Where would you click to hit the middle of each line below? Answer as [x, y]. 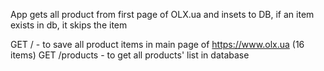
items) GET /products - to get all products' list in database [130, 55]
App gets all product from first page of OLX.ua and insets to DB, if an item [162, 14]
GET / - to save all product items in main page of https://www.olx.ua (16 [157, 44]
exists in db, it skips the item [69, 25]
